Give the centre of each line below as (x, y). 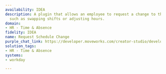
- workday (15, 60)
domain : (13, 23)
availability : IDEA (25, 10)
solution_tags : (21, 46)
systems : (14, 55)
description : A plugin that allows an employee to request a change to (80, 14)
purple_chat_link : (24, 42)
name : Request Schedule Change (37, 37)
